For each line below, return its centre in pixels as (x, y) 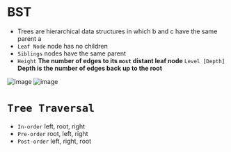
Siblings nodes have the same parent (72, 53)
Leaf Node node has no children (62, 46)
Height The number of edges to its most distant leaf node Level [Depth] (121, 60)
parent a (29, 38)
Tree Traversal (51, 109)
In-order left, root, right (51, 126)
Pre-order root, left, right (53, 133)
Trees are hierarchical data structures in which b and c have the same (117, 31)
